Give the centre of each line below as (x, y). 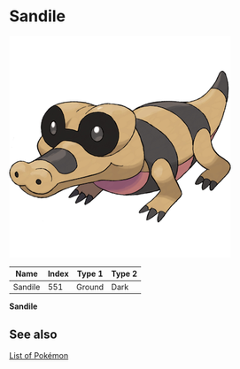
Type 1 (90, 274)
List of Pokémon (39, 355)
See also (33, 334)
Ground (90, 287)
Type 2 (124, 274)
